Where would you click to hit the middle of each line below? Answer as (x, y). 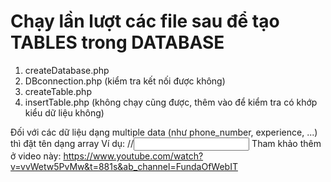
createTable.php (58, 91)
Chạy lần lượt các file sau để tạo (145, 21)
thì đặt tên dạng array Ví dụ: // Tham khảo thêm (166, 143)
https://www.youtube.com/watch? (133, 156)
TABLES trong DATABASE (117, 42)
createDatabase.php (67, 70)
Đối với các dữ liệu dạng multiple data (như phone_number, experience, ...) (164, 132)
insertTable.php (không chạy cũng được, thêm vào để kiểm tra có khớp (171, 102)
